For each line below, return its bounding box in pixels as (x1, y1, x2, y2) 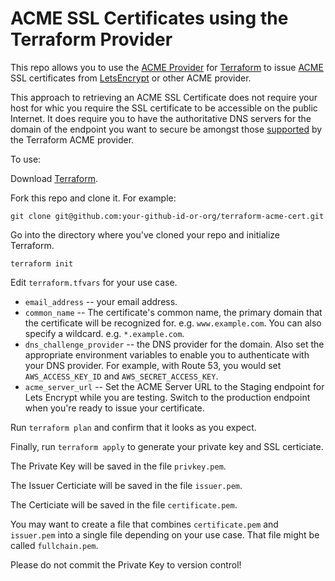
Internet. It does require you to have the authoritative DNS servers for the (10, 112, 312, 124)
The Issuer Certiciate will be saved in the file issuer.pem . (10, 479, 243, 491)
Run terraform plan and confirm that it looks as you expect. (10, 421, 257, 433)
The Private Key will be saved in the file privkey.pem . (10, 460, 227, 472)
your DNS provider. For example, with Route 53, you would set (24, 359, 282, 371)
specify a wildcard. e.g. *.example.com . (24, 327, 185, 339)
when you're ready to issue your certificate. (24, 402, 205, 414)
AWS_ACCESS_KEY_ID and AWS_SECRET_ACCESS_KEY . (24, 370, 219, 382)
